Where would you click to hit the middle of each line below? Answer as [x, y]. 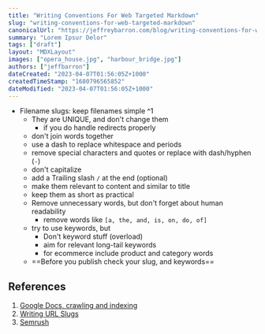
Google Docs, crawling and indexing [78, 306]
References [37, 286]
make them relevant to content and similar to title [111, 187]
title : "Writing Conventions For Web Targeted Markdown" [104, 15]
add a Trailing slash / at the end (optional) [99, 178]
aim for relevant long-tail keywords [100, 245]
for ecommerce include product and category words [128, 254]
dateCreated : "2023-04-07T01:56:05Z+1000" [79, 74]
